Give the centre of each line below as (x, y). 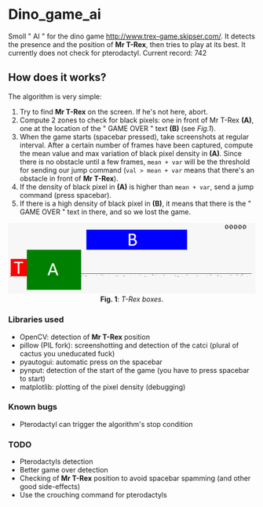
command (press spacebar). (66, 195)
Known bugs (33, 407)
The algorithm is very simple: (55, 97)
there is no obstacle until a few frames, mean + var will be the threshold (135, 162)
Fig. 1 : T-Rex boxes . (132, 299)
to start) (32, 378)
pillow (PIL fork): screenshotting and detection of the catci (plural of (129, 345)
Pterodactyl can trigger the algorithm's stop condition (106, 424)
